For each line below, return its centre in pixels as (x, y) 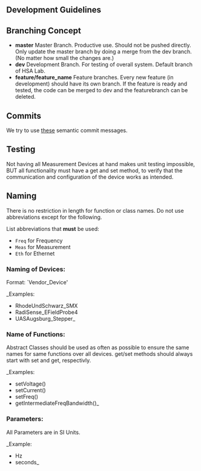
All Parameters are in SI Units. (43, 432)
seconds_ (27, 462)
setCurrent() (31, 390)
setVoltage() (31, 384)
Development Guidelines (54, 10)
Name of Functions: (36, 334)
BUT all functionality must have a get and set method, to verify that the (94, 170)
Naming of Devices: (36, 269)
